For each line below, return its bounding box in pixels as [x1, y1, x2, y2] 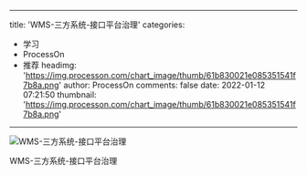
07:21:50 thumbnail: [22, 89, 98, 100]
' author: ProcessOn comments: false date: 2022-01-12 [58, 79, 266, 90]
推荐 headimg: [22, 60, 78, 70]
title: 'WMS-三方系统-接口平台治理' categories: [9, 19, 185, 30]
